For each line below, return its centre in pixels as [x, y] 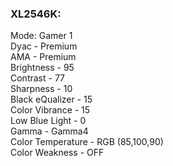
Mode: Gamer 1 [41, 36]
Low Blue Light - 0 [48, 121]
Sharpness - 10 [41, 89]
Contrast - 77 [38, 78]
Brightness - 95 [42, 68]
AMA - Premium [43, 57]
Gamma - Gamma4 [49, 131]
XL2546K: [36, 14]
